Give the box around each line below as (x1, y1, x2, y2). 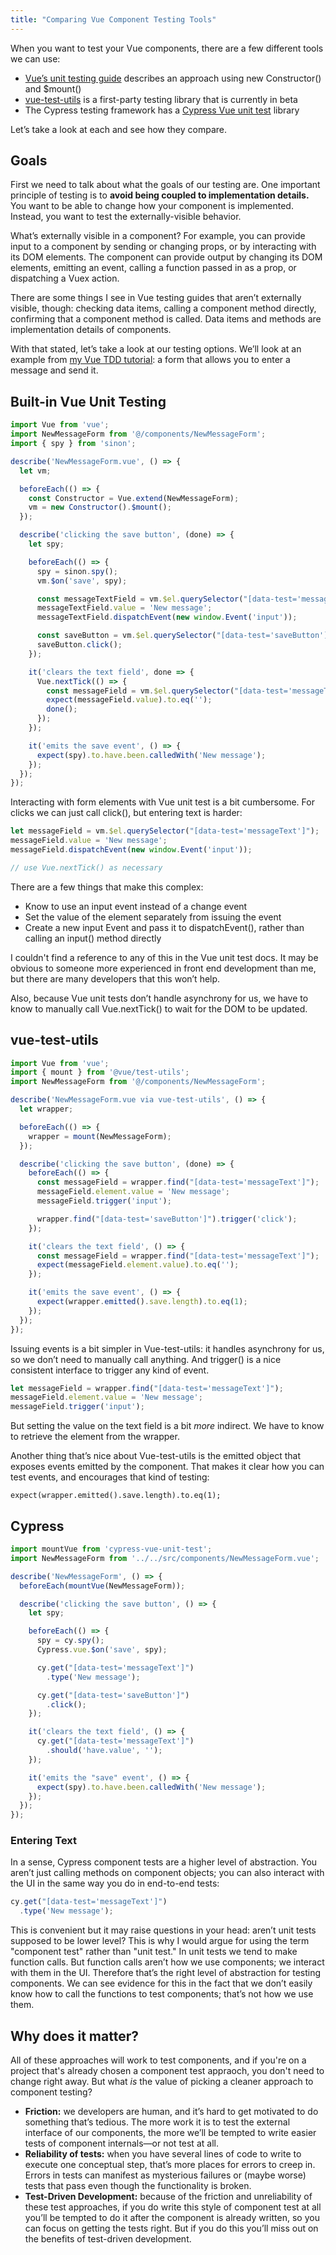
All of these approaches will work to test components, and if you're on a (10, 2054, 307, 2066)
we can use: (10, 52, 61, 65)
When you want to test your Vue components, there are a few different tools (10, 42, 324, 54)
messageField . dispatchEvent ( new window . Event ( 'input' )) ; (10, 845, 253, 855)
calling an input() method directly (24, 932, 162, 944)
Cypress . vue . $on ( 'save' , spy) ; (36, 1645, 168, 1655)
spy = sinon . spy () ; (36, 566, 118, 576)
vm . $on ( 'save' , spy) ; (36, 576, 128, 586)
